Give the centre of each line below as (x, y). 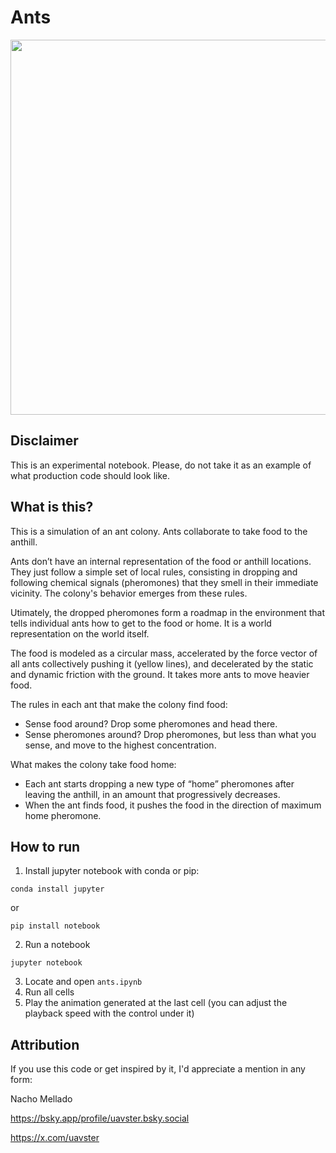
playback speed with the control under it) (109, 1013)
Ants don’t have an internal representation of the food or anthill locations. (161, 561)
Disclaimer (44, 441)
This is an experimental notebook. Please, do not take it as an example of (161, 465)
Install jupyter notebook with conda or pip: (112, 871)
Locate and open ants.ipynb (83, 982)
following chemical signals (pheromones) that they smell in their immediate (164, 582)
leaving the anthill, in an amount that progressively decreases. (152, 794)
